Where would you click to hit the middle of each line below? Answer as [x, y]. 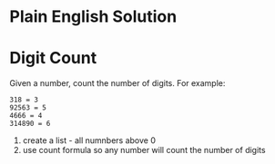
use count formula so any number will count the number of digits [144, 150]
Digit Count [53, 58]
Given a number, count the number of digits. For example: [117, 83]
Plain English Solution [93, 17]
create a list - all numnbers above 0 [89, 140]
